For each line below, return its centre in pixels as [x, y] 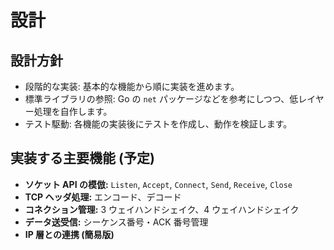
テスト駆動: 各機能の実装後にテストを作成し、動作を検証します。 [158, 124]
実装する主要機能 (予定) [82, 158]
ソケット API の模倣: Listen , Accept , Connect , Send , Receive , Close [158, 184]
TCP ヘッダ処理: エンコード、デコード [103, 197]
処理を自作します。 [73, 111]
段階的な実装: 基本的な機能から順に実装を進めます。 [132, 86]
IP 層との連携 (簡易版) [69, 234]
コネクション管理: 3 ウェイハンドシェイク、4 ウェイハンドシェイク [162, 209]
